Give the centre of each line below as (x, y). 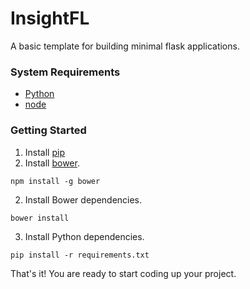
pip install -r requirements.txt (80, 255)
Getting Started (48, 130)
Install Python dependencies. (84, 236)
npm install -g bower (55, 181)
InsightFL (50, 18)
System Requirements (65, 72)
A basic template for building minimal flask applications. (125, 46)
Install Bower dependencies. (83, 199)
